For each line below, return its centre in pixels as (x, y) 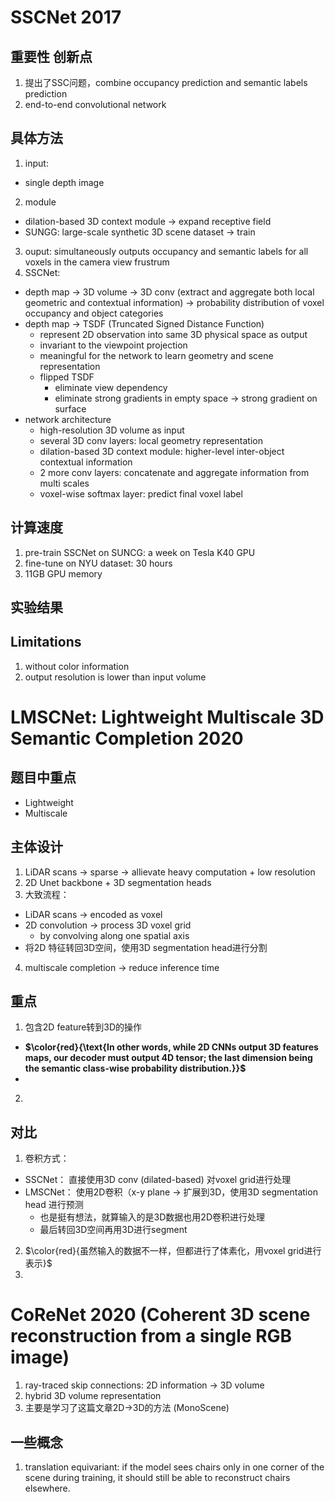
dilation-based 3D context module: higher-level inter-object (162, 451)
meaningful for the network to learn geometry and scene (156, 355)
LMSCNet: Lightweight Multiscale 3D (167, 717)
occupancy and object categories (94, 313)
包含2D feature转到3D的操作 (83, 1027)
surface (70, 408)
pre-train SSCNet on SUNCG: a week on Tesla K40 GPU (140, 552)
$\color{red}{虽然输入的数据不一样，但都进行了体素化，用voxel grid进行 (173, 1251)
